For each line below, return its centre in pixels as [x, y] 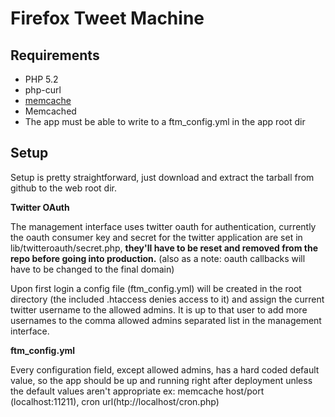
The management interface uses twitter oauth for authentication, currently [163, 226]
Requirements [55, 55]
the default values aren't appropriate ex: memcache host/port [137, 391]
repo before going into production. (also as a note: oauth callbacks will [158, 258]
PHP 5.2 [41, 79]
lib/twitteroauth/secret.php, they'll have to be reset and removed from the [164, 248]
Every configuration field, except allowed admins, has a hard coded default [165, 369]
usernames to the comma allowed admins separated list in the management [166, 320]
